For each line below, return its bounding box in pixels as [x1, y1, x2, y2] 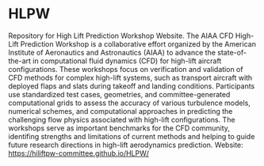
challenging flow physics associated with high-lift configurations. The [8, 115, 235, 124]
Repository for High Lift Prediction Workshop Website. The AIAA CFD [8, 31, 234, 40]
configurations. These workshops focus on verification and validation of [8, 64, 243, 74]
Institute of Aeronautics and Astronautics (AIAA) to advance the [8, 47, 216, 57]
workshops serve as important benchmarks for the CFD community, [8, 123, 230, 133]
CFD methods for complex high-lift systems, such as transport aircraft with [8, 73, 253, 82]
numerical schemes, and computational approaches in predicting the [8, 106, 233, 115]
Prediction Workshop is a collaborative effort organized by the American [20, 39, 256, 48]
